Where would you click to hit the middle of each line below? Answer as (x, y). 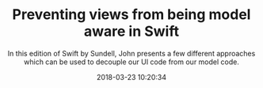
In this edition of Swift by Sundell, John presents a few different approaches (131, 53)
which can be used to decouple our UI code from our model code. (131, 62)
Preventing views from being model (131, 15)
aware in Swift (131, 31)
